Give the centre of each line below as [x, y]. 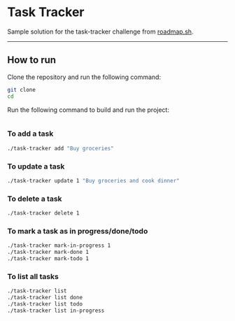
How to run [32, 60]
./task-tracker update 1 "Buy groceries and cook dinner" [93, 180]
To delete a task [35, 199]
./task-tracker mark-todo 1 [48, 259]
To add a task [30, 134]
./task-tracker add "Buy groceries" [60, 148]
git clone [22, 90]
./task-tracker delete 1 [43, 213]
